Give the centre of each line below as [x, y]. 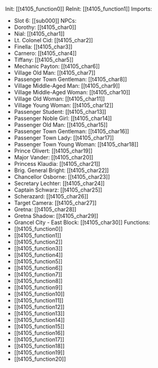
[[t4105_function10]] [39, 294]
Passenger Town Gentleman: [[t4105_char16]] [71, 131]
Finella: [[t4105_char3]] [43, 47]
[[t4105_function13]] [39, 314]
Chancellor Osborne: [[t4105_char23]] [62, 177]
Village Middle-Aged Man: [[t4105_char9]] [67, 86]
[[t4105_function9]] [38, 287]
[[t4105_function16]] [39, 333]
